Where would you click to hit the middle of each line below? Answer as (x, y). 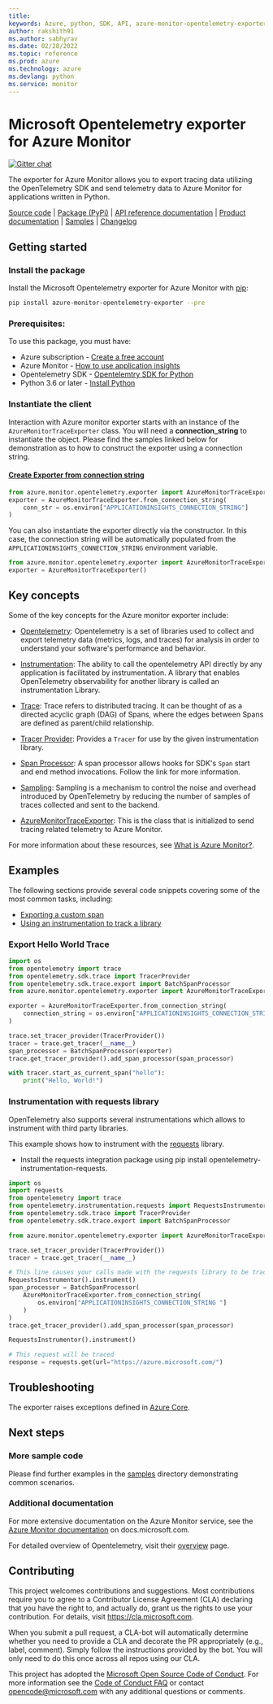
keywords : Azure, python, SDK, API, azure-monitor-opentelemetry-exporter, (139, 24)
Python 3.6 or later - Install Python (78, 383)
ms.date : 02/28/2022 (43, 46)
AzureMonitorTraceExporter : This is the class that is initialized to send (137, 820)
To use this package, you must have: (70, 342)
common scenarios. (41, 1482)
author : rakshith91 (41, 31)
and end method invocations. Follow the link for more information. (130, 771)
